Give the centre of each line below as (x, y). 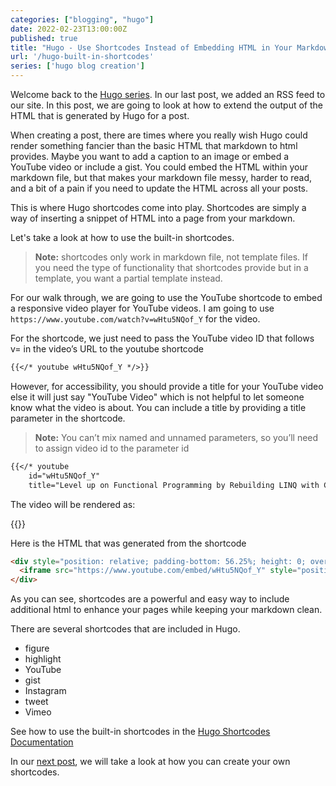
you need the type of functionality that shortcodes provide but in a (171, 267)
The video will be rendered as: (73, 504)
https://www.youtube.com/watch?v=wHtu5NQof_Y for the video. (135, 319)
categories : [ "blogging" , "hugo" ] (82, 19)
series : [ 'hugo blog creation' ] (77, 66)
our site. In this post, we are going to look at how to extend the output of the (166, 105)
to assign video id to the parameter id (112, 448)
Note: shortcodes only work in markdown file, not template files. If (171, 257)
